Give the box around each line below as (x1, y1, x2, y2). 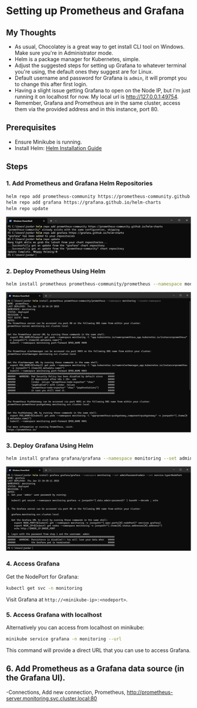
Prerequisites (6, 122, 56, 133)
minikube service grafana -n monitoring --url (6, 636, 122, 642)
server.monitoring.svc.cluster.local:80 (6, 694, 97, 702)
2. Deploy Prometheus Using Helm (6, 267, 106, 275)
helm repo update (6, 206, 49, 212)
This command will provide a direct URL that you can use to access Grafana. (6, 646, 191, 654)
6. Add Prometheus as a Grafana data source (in (6, 664, 185, 674)
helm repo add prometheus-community (6, 193, 96, 200)
